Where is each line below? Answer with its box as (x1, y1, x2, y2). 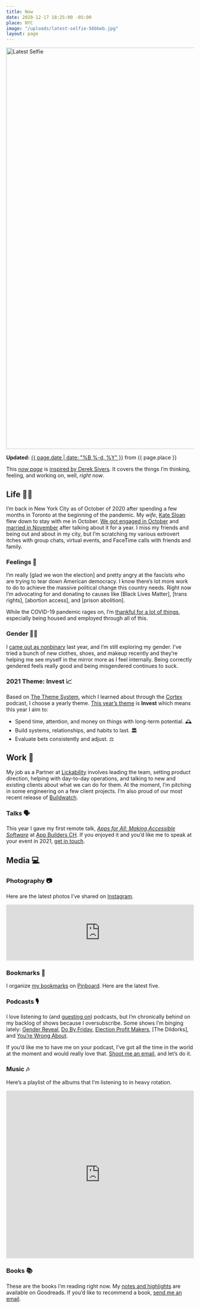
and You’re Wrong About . (6, 1032, 68, 1040)
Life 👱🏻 (6, 489, 33, 499)
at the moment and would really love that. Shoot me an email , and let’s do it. (6, 1050, 192, 1057)
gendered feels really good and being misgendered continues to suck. (6, 662, 179, 669)
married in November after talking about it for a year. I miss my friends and (6, 524, 189, 531)
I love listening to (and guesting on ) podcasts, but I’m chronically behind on (6, 1013, 190, 1021)
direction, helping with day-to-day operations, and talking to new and (6, 775, 176, 782)
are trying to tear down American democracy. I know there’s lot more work (6, 578, 189, 585)
